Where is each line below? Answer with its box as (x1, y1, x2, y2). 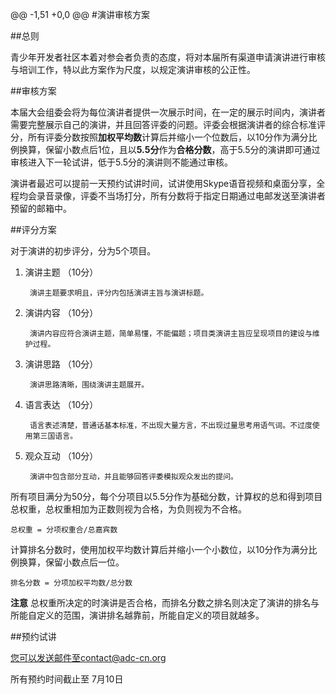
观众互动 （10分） (24, 450, 99, 462)
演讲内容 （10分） (24, 307, 99, 318)
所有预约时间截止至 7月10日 (10, 673, 124, 685)
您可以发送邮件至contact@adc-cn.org (10, 652, 167, 663)
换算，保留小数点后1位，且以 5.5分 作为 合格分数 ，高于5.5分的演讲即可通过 (18, 144, 321, 155)
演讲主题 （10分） (24, 266, 99, 278)
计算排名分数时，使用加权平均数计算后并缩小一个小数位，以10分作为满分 (10, 544, 309, 555)
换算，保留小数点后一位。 (18, 556, 125, 568)
